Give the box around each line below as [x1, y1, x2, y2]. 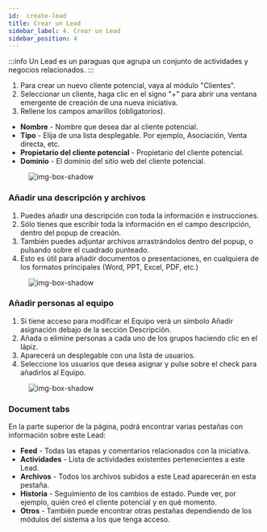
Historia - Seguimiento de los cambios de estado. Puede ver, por [19, 489, 236, 499]
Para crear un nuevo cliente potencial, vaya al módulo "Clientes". [19, 81, 236, 90]
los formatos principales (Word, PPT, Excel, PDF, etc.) [19, 262, 199, 271]
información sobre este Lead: [8, 430, 106, 440]
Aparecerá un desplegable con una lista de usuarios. [19, 350, 196, 360]
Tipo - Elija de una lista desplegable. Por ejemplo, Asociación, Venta [19, 131, 248, 140]
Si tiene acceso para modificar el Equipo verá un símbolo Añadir [19, 316, 234, 325]
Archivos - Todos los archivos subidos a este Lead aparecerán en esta [19, 471, 257, 481]
